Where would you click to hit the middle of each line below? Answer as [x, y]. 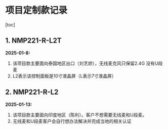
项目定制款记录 [36, 10]
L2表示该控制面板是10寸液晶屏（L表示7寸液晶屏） [64, 76]
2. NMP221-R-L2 [32, 92]
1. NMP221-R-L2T [33, 41]
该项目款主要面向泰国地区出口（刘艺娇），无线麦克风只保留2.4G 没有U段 [88, 63]
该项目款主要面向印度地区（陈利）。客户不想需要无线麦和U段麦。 [80, 115]
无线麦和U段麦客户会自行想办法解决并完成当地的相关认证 [72, 121]
